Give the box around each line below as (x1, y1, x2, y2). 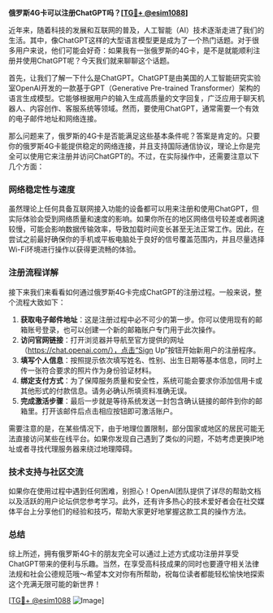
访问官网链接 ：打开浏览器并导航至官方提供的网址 (19, 335, 184, 344)
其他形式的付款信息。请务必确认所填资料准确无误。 (19, 386, 192, 396)
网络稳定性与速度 (8, 183, 76, 195)
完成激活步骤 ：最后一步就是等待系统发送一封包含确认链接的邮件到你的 (19, 396, 256, 405)
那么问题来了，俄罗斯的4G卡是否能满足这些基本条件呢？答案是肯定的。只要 (8, 131, 261, 141)
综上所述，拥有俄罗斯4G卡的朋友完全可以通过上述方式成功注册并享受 (8, 549, 240, 558)
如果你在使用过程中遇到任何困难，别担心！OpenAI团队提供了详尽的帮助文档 (8, 486, 262, 496)
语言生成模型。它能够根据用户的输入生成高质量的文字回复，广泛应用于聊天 (8, 94, 258, 103)
